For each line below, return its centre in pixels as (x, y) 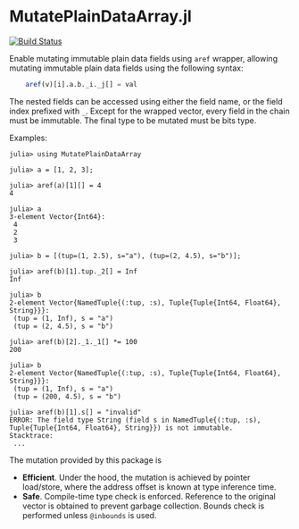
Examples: (28, 138)
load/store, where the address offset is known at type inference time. (149, 487)
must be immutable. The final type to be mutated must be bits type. (133, 120)
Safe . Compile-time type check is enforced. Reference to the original (149, 496)
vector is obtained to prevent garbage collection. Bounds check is (143, 506)
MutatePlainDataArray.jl (100, 17)
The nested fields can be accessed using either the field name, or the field (146, 101)
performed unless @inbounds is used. (89, 515)
